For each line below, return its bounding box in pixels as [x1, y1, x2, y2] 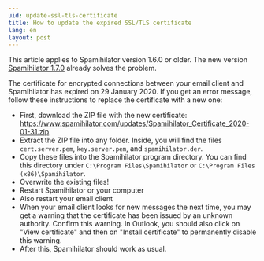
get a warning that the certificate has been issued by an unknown [19, 211, 233, 220]
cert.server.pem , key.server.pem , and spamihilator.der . [19, 144, 203, 153]
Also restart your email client [19, 194, 113, 204]
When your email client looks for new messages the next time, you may [19, 202, 251, 212]
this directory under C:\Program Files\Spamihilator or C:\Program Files [19, 160, 255, 170]
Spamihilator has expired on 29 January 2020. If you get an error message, [8, 87, 253, 97]
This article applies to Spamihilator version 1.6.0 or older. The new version [8, 55, 248, 64]
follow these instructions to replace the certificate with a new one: [8, 95, 223, 105]
